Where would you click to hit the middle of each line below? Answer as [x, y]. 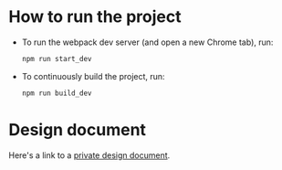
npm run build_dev [57, 93]
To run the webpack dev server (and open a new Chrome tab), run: [147, 42]
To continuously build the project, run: [93, 76]
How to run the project [95, 17]
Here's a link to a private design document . [89, 155]
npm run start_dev [57, 58]
